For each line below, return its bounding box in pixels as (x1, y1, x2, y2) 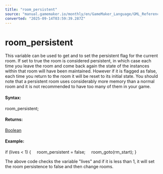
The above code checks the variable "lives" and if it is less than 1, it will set (5, 158, 155, 164)
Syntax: (5, 95, 21, 101)
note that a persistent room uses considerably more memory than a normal (5, 78, 155, 85)
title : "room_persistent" (5, 7, 57, 12)
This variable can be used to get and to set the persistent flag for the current (5, 53, 158, 58)
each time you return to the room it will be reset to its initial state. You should (5, 73, 158, 79)
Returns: (5, 116, 23, 122)
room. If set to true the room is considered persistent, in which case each (5, 58, 152, 64)
